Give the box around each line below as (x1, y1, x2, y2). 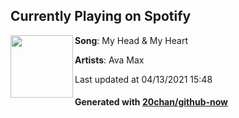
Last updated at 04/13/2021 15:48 (74, 73, 213, 85)
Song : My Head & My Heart (74, 34, 189, 46)
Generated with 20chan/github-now (74, 96, 229, 108)
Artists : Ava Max (74, 54, 145, 66)
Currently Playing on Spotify (10, 8, 192, 25)
